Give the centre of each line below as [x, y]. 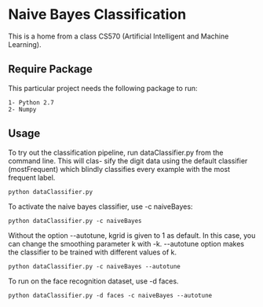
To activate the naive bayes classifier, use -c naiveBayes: [100, 206]
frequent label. [32, 177]
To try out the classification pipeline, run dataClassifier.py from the [116, 152]
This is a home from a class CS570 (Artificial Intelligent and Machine [119, 36]
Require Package [50, 69]
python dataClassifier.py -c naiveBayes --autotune [94, 266]
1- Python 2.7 [31, 102]
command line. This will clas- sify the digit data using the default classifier [128, 161]
